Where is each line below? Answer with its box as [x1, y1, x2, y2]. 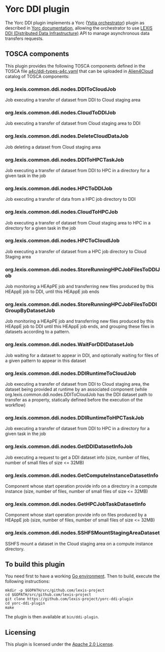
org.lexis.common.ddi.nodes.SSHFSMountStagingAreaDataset [5, 529, 160, 536]
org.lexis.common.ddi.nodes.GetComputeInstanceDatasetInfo [5, 472, 159, 479]
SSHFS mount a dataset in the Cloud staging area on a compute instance [5, 541, 153, 546]
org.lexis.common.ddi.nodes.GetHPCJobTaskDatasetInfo [5, 501, 146, 507]
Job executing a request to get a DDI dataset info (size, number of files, [5, 454, 150, 460]
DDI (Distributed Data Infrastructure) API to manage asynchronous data [5, 30, 150, 36]
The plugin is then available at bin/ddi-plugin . [5, 614, 99, 620]
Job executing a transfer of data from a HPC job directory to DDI [5, 196, 136, 202]
